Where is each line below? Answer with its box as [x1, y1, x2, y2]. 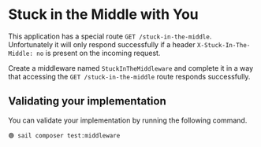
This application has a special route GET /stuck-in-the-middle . [8, 31, 212, 41]
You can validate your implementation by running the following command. [8, 116, 248, 125]
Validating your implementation [8, 94, 167, 108]
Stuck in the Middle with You [8, 6, 199, 24]
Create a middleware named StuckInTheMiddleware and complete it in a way [8, 63, 254, 72]
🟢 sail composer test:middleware [8, 131, 121, 139]
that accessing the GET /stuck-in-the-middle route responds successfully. [8, 72, 251, 81]
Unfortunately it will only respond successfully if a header [8, 39, 196, 49]
